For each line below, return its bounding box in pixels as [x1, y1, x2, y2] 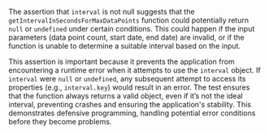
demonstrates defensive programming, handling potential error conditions [8, 108, 256, 118]
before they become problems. [8, 117, 112, 126]
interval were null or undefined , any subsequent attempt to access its [8, 74, 246, 83]
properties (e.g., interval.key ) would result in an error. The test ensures [8, 82, 250, 92]
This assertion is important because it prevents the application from [8, 57, 235, 66]
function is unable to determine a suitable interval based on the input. [8, 41, 241, 51]
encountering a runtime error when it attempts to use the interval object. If [8, 65, 262, 75]
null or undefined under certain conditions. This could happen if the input [8, 24, 255, 33]
